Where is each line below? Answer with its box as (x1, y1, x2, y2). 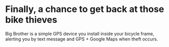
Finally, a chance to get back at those (5, 3, 164, 15)
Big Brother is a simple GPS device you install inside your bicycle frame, (5, 30, 155, 36)
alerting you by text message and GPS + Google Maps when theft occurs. (5, 36, 158, 42)
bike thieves (5, 14, 58, 25)
